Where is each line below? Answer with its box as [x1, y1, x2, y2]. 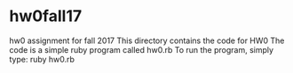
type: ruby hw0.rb [9, 54, 75, 64]
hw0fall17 [9, 6, 83, 26]
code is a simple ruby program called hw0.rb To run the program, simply [9, 44, 273, 55]
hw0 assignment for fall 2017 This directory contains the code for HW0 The [9, 35, 285, 46]
